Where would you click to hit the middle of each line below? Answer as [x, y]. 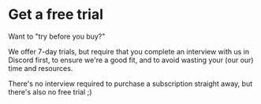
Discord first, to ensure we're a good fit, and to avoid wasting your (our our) [131, 60]
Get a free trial [56, 15]
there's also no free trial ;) [50, 91]
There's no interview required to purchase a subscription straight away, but [130, 84]
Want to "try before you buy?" [57, 36]
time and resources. [41, 68]
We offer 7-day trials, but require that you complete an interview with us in [129, 51]
